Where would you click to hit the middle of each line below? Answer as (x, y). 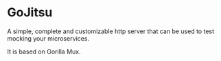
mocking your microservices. (48, 38)
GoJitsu (30, 13)
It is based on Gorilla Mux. (44, 52)
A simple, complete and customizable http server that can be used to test (111, 31)
